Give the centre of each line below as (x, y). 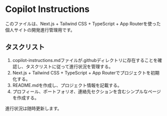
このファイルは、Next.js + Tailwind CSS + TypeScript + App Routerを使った (83, 23)
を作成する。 (25, 97)
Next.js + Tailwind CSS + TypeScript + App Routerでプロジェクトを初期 (86, 72)
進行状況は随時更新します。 (33, 108)
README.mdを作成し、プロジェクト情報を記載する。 (67, 85)
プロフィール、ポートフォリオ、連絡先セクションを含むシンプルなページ (86, 91)
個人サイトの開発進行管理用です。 (40, 30)
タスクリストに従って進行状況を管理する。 (69, 66)
